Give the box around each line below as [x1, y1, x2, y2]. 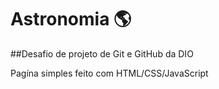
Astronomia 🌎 [10, 8, 132, 31]
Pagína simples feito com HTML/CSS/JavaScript [10, 67, 209, 79]
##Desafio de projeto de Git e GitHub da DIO [10, 47, 194, 60]
